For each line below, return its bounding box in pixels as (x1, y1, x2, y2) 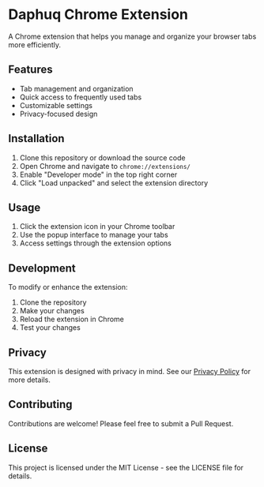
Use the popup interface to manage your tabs (19, 230, 168, 240)
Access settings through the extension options (19, 238, 172, 248)
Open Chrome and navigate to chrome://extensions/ (19, 161, 191, 170)
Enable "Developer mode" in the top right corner (19, 170, 178, 179)
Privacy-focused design (19, 109, 98, 118)
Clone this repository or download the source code (19, 152, 186, 163)
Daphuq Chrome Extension (8, 6, 188, 24)
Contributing (8, 398, 73, 411)
